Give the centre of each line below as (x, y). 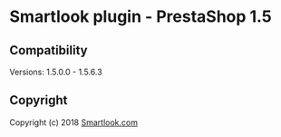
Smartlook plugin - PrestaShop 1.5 (140, 17)
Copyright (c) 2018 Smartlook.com (74, 122)
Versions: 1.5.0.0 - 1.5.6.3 (56, 72)
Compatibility (48, 50)
